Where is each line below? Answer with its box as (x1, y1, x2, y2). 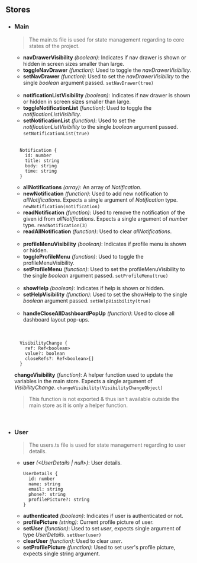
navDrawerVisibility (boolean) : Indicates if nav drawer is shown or (22, 53, 187, 61)
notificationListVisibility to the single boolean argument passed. (22, 123, 179, 130)
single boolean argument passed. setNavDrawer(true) (22, 79, 154, 86)
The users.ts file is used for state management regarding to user (28, 441, 186, 449)
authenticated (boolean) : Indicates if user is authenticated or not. (22, 512, 184, 519)
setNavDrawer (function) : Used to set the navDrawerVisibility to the (22, 72, 190, 79)
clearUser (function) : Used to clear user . (22, 537, 122, 545)
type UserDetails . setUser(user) (22, 531, 102, 538)
